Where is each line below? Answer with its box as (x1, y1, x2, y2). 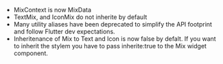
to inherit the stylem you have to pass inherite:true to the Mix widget (13, 42, 207, 50)
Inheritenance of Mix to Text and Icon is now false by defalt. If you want (13, 35, 216, 43)
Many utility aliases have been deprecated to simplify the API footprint (13, 20, 213, 28)
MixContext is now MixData (13, 6, 91, 14)
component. (13, 49, 48, 57)
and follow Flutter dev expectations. (13, 27, 115, 35)
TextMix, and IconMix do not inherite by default (13, 13, 148, 21)
